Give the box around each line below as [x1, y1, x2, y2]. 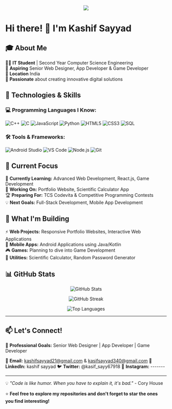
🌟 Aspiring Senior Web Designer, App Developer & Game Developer [5, 65, 148, 71]
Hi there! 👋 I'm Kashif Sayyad [5, 23, 132, 34]
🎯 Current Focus [5, 161, 58, 171]
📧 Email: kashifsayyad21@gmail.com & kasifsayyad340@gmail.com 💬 [5, 358, 152, 364]
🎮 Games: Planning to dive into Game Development [5, 247, 116, 253]
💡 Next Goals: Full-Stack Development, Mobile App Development [5, 199, 143, 206]
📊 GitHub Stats [5, 270, 55, 278]
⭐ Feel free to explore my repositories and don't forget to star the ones [5, 391, 158, 397]
